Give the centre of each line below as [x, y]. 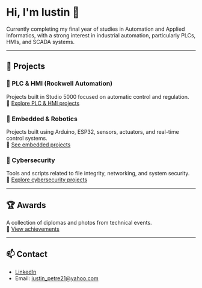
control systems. [27, 138]
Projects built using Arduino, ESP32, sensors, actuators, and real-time [93, 131]
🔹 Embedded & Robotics [42, 119]
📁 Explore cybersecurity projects [47, 180]
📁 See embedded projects [38, 145]
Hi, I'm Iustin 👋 [43, 12]
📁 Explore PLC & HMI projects [43, 103]
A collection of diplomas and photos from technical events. [79, 223]
